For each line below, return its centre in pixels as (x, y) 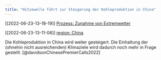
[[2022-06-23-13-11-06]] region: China (44, 32)
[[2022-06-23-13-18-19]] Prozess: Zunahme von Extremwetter (68, 23)
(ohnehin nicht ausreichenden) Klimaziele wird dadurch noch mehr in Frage (81, 47)
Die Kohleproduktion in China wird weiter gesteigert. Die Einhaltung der (77, 42)
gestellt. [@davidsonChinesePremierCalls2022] (53, 52)
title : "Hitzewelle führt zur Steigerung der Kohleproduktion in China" (80, 9)
